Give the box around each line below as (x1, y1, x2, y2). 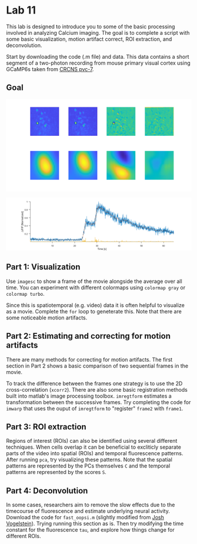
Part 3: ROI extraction (6, 422, 86, 432)
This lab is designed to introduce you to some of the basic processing (6, 23, 175, 30)
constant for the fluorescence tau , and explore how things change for (6, 526, 175, 533)
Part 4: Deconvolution (6, 486, 88, 496)
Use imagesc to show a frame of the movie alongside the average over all (6, 278, 182, 285)
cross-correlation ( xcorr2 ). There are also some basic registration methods (6, 386, 188, 393)
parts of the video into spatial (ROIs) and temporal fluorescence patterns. (6, 450, 183, 457)
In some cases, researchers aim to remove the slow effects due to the (6, 501, 175, 509)
